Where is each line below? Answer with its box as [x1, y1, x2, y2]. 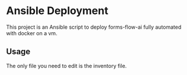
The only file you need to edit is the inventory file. [6, 62, 127, 69]
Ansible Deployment [6, 4, 108, 18]
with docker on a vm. [6, 29, 57, 36]
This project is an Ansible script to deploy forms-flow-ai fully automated [6, 23, 182, 30]
